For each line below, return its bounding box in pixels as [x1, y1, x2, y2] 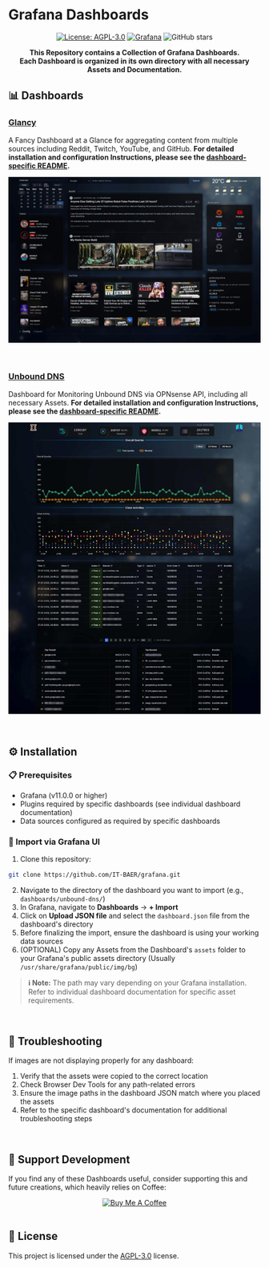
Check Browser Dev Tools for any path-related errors [19, 1080, 196, 1089]
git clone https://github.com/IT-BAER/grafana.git [8, 871, 181, 879]
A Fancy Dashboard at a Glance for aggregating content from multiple [8, 135, 239, 145]
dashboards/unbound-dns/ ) [19, 894, 106, 903]
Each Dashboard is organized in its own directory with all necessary [19, 56, 250, 66]
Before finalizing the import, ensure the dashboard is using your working [19, 928, 259, 938]
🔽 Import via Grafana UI [8, 836, 100, 847]
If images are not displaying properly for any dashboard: [8, 1056, 194, 1065]
